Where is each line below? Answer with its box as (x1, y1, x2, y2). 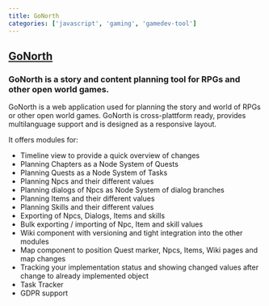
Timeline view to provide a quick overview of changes (19, 151, 200, 160)
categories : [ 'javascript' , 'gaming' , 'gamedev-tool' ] (8, 19, 197, 28)
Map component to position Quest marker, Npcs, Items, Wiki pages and (19, 245, 258, 255)
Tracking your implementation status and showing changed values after (19, 262, 259, 272)
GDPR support (19, 288, 69, 298)
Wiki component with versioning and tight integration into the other (19, 228, 243, 238)
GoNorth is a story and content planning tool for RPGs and (8, 74, 241, 85)
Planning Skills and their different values (19, 202, 154, 212)
